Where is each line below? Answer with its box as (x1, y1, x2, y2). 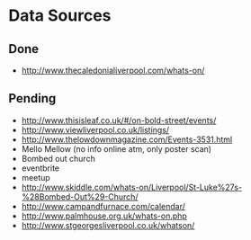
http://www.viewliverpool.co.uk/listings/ (21, 124, 170, 135)
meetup (21, 172, 50, 182)
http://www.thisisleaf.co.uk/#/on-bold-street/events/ (21, 114, 217, 126)
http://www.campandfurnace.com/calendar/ (21, 200, 186, 211)
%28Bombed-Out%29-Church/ (21, 191, 139, 202)
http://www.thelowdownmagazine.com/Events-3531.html (21, 134, 233, 145)
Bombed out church (21, 153, 95, 164)
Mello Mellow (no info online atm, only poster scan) (21, 143, 212, 154)
